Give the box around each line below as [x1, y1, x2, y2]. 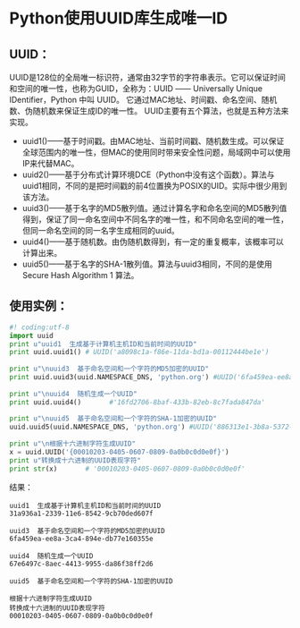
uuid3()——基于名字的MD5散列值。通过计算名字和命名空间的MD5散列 [21, 203, 279, 213]
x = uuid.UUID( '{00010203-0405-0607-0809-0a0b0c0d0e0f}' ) [9, 447, 229, 456]
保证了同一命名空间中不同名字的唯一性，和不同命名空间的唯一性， [46, 214, 288, 225]
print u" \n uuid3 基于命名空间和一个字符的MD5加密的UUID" [9, 364, 210, 374]
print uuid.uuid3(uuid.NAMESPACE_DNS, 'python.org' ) [9, 373, 210, 382]
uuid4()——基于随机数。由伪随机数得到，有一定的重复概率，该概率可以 [21, 236, 284, 247]
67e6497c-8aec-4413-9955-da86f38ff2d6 [9, 559, 154, 568]
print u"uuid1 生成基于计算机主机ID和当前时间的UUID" [9, 339, 197, 349]
